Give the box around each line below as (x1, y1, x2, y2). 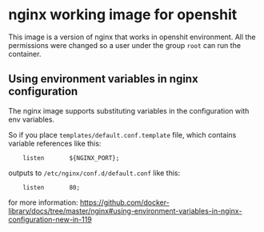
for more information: (8, 198, 78, 207)
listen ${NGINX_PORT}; (22, 154, 120, 162)
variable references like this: (8, 138, 102, 148)
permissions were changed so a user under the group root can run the (8, 40, 242, 50)
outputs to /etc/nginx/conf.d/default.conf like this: (8, 168, 181, 178)
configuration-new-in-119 (8, 214, 92, 224)
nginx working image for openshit (8, 6, 238, 24)
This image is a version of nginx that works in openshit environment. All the (8, 32, 256, 42)
